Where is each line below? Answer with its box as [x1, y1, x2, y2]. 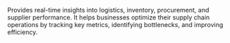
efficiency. [7, 28, 38, 36]
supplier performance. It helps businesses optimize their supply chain [7, 13, 210, 21]
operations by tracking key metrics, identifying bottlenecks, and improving [7, 21, 224, 28]
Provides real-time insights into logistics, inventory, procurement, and [7, 6, 210, 14]
